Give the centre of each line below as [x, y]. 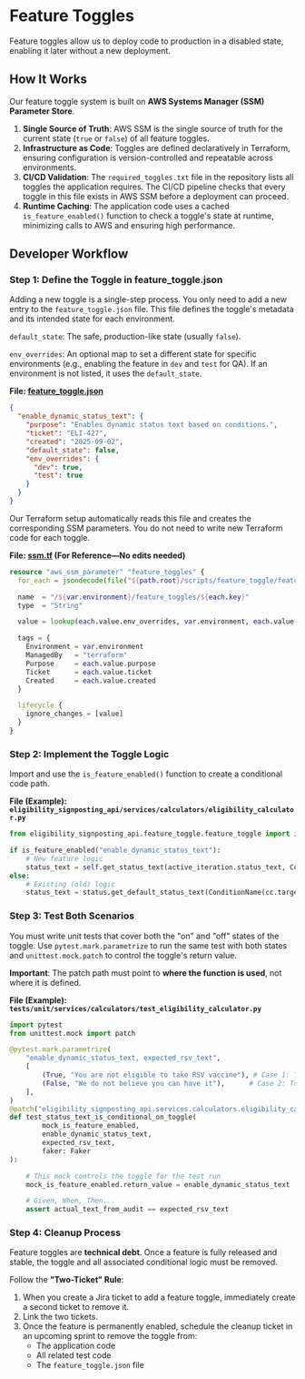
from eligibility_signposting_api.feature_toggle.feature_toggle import [150, 834]
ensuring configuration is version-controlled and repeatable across [148, 157]
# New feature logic [64, 858]
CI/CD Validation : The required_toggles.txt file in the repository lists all [158, 177]
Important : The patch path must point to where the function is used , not [146, 973]
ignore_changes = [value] [75, 714]
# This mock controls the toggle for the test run [123, 1176]
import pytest [36, 1025]
